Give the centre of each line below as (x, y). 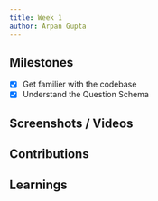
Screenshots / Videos (71, 123)
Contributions (49, 154)
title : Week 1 (36, 18)
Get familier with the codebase (79, 84)
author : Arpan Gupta (48, 26)
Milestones (42, 63)
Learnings (38, 184)
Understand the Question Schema (85, 95)
